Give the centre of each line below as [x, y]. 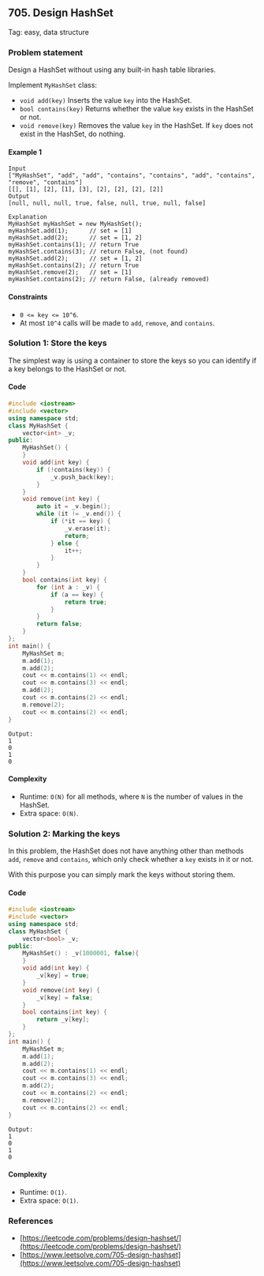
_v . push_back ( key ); [82, 477]
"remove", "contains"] [45, 183]
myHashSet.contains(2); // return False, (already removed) [109, 280]
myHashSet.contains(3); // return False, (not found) [99, 252]
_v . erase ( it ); [87, 529]
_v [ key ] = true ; [63, 976]
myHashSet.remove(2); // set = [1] [70, 273]
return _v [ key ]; [63, 1020]
